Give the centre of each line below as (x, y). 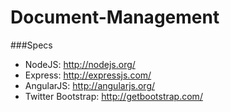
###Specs (31, 45)
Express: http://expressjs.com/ (88, 75)
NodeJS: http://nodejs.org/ (80, 64)
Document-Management (115, 17)
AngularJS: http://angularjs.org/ (90, 85)
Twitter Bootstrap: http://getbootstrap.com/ (113, 96)
